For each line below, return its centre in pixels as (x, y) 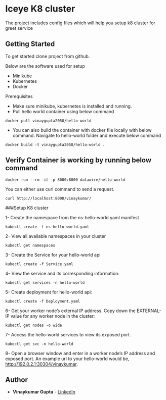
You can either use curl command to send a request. (60, 189)
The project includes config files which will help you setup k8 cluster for (80, 23)
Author (16, 380)
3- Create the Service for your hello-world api (53, 255)
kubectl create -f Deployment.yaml (43, 301)
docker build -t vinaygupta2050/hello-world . (55, 144)
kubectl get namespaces (30, 245)
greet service (19, 28)
